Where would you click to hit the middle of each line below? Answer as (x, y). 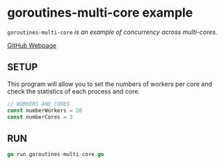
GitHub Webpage (32, 45)
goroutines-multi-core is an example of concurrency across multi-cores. (112, 32)
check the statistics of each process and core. (74, 91)
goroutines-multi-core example (100, 13)
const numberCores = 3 (40, 117)
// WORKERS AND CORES (39, 104)
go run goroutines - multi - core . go (56, 155)
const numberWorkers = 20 (45, 110)
